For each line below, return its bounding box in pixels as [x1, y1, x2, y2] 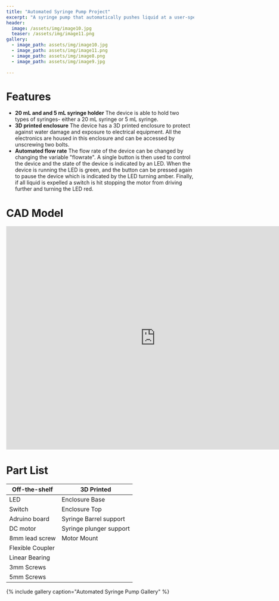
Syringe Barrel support [61, 515, 125, 523]
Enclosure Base [61, 496, 106, 504]
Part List [6, 464, 49, 477]
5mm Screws [9, 573, 46, 581]
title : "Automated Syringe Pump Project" [6, 8, 111, 15]
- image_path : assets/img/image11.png [11, 48, 108, 54]
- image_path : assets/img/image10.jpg [11, 42, 108, 48]
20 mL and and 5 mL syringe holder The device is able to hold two [14, 110, 179, 117]
